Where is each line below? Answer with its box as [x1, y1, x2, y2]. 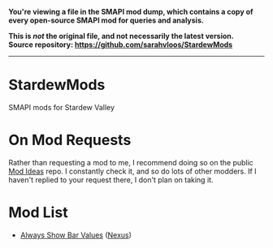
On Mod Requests [8, 131, 132, 149]
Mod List [8, 203, 68, 222]
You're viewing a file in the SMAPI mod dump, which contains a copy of [8, 7, 253, 16]
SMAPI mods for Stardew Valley [8, 102, 115, 112]
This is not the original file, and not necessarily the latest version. [8, 32, 234, 41]
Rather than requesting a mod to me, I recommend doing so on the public [8, 157, 253, 167]
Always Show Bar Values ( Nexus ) [19, 230, 132, 240]
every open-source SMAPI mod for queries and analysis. [8, 15, 205, 25]
